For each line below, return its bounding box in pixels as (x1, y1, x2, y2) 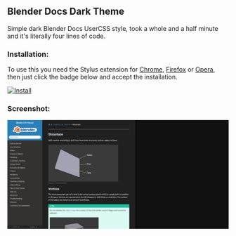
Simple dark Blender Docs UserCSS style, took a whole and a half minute (7, 24, 219, 32)
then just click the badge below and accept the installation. (7, 73, 178, 81)
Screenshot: (7, 104, 51, 114)
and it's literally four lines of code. (7, 32, 106, 40)
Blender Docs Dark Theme (7, 6, 125, 18)
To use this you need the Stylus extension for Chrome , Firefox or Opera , (7, 65, 216, 74)
